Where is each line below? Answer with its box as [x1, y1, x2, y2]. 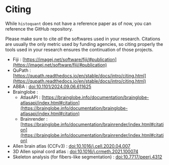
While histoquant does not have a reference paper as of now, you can [5, 20, 151, 26]
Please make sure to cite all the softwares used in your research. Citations [5, 36, 161, 42]
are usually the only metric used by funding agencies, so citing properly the [5, 41, 163, 47]
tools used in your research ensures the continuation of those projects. [5, 46, 154, 52]
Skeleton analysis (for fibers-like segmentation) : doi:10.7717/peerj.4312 [12, 154, 162, 160]
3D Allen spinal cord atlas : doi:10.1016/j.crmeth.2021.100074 [12, 148, 139, 154]
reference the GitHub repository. [5, 25, 73, 32]
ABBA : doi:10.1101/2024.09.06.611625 [12, 83, 91, 90]
